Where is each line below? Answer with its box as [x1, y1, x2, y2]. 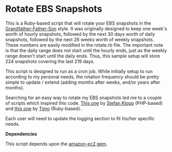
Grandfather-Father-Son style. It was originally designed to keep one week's [5, 25, 167, 31]
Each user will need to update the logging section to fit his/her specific [5, 115, 155, 121]
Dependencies [5, 130, 37, 137]
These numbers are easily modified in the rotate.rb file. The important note [5, 42, 163, 48]
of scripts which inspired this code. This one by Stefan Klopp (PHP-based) [5, 100, 163, 106]
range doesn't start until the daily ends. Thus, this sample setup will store [5, 52, 160, 59]
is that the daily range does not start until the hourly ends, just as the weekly [5, 47, 167, 53]
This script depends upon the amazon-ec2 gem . [5, 141, 108, 147]
